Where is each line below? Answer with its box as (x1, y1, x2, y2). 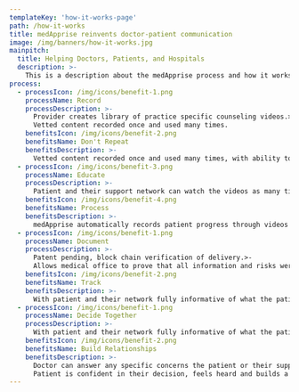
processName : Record (25, 95, 101, 105)
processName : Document (25, 237, 109, 246)
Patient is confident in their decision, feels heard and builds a (32, 369, 289, 379)
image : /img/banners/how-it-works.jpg (9, 37, 153, 47)
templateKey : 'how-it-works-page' (9, 12, 138, 22)
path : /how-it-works (9, 21, 86, 30)
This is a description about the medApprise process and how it (25, 71, 269, 80)
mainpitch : (9, 46, 50, 55)
